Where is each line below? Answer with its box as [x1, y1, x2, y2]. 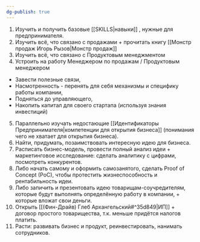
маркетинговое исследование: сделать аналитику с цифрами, [15, 152, 176, 159]
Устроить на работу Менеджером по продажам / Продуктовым [15, 57, 180, 65]
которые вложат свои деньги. [15, 197, 92, 204]
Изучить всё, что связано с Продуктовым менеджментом [15, 51, 166, 58]
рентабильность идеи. [15, 177, 73, 185]
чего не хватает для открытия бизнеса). [15, 132, 119, 140]
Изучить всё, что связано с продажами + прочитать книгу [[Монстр [15, 38, 192, 45]
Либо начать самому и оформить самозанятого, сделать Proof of [15, 165, 185, 172]
